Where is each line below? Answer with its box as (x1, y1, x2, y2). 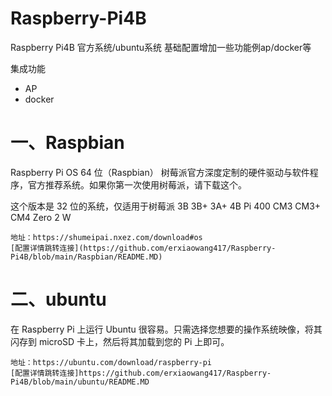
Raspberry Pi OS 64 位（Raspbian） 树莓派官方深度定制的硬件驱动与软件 (10, 166, 310, 178)
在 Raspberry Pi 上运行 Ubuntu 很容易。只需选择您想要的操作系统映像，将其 (10, 323, 323, 335)
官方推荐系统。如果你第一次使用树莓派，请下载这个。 (27, 178, 247, 191)
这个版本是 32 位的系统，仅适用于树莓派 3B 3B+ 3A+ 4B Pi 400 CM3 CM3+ (10, 200, 322, 212)
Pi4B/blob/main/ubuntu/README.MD (10, 377, 150, 387)
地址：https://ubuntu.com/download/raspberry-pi (10, 357, 213, 367)
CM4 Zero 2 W (10, 211, 72, 223)
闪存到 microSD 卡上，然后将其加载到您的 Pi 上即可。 (10, 335, 230, 347)
